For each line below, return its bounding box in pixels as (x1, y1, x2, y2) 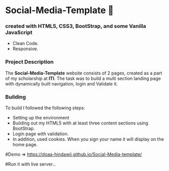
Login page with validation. (12, 131, 69, 137)
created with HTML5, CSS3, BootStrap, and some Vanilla (5, 23, 146, 30)
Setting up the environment (12, 115, 70, 121)
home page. (12, 142, 38, 148)
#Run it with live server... (5, 161, 57, 167)
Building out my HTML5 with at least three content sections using (12, 120, 149, 126)
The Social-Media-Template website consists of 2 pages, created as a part (5, 70, 162, 76)
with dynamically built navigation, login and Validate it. (5, 80, 118, 87)
